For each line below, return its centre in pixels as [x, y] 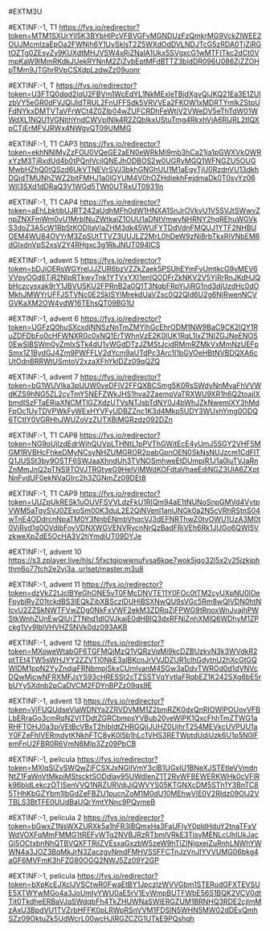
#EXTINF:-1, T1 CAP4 [43, 202]
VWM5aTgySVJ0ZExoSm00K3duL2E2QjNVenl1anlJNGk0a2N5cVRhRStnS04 [135, 511]
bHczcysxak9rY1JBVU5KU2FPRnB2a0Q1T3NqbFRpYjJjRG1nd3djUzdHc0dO [134, 286]
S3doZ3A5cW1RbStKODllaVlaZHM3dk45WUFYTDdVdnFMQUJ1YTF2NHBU [133, 228]
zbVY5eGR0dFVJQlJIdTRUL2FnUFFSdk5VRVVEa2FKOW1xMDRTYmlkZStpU [135, 103]
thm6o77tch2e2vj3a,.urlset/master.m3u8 [76, 569]
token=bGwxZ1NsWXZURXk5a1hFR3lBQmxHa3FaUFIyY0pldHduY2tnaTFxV [133, 826]
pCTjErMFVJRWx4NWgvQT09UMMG [70, 128]
